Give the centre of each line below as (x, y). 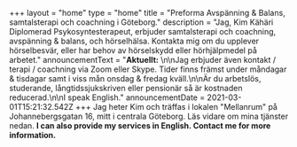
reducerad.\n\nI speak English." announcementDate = (107, 97)
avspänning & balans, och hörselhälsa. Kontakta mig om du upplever (134, 41)
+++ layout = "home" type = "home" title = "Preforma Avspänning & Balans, (147, 13)
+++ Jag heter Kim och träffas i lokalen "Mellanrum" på (176, 107)
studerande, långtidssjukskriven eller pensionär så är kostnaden (126, 88)
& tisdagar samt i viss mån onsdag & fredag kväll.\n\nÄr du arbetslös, (135, 78)
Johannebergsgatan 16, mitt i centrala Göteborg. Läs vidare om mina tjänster (149, 116)
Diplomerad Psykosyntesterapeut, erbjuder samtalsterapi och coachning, (143, 31)
